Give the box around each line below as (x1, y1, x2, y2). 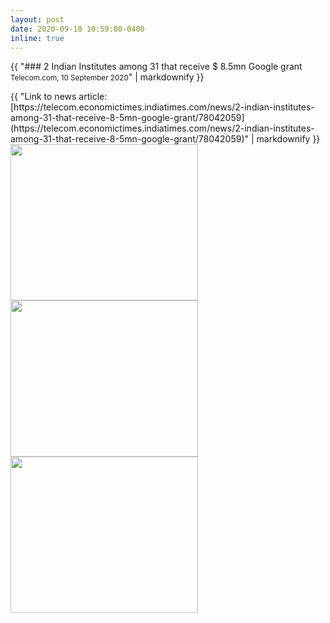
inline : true (10, 33, 65, 43)
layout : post (10, 14, 65, 25)
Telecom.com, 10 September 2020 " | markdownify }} (10, 71, 205, 83)
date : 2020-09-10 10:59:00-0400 (10, 24, 145, 34)
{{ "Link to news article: (10, 91, 108, 103)
